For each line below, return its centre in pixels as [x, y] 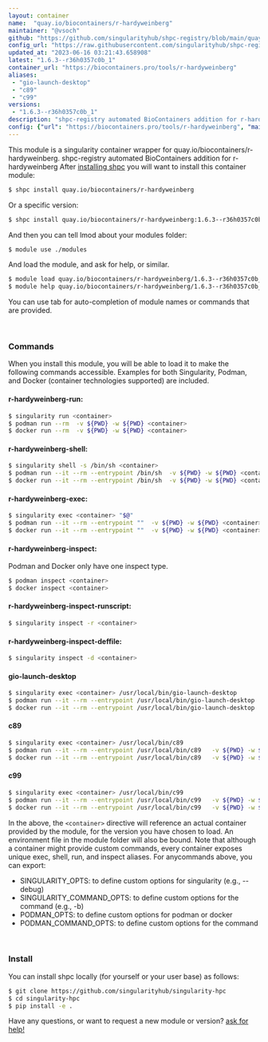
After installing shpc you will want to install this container [153, 166]
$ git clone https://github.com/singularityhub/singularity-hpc [117, 991]
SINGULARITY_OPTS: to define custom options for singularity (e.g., [130, 880]
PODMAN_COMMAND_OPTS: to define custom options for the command [139, 923]
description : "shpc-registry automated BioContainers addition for [123, 120]
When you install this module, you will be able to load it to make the [119, 364]
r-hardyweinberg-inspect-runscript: [70, 606]
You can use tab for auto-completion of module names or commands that [129, 302]
